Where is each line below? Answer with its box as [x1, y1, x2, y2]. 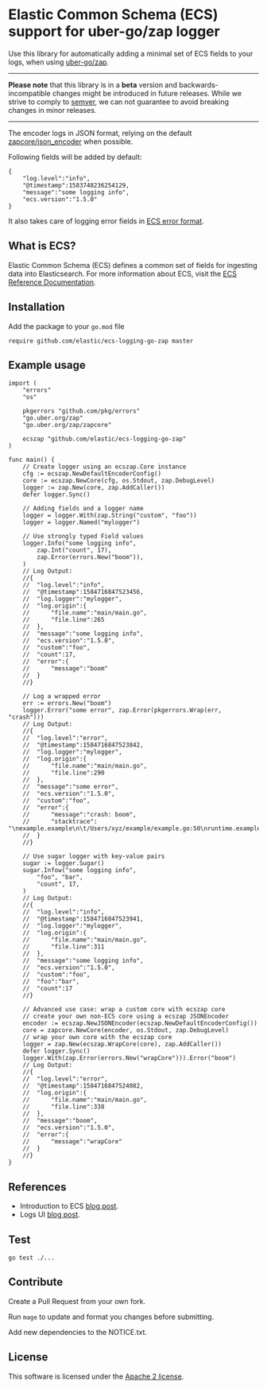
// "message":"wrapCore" [22, 1138, 123, 1146]
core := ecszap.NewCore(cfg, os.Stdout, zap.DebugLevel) [22, 477, 215, 485]
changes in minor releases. [8, 105, 97, 114]
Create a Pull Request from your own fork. [8, 1296, 146, 1306]
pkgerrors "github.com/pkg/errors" [22, 407, 141, 415]
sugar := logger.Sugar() [22, 859, 105, 867]
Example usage [8, 358, 86, 371]
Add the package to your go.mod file [8, 321, 125, 331]
